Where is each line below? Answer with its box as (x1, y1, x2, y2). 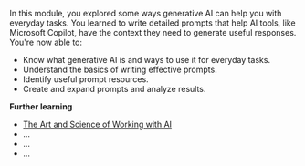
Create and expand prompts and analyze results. (22, 84, 206, 94)
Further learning (9, 101, 73, 112)
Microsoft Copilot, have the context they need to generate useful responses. (9, 27, 297, 37)
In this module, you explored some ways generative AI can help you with (9, 8, 282, 18)
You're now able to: (9, 36, 83, 47)
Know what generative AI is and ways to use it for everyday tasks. (22, 55, 271, 65)
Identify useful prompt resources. (22, 74, 149, 85)
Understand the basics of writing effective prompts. (22, 64, 217, 75)
